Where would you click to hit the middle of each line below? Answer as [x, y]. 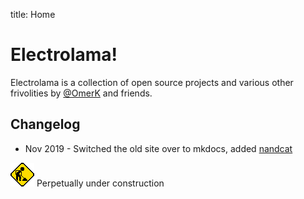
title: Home [33, 14]
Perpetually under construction [100, 183]
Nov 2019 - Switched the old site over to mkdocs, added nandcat [158, 148]
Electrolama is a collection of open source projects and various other [152, 82]
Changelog [45, 124]
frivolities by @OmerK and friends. [81, 93]
